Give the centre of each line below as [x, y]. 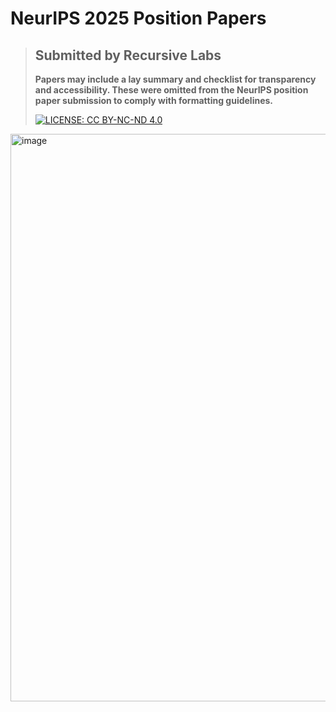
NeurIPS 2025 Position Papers [138, 18]
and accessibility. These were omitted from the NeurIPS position [171, 90]
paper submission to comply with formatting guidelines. [154, 100]
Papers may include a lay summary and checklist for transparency [175, 79]
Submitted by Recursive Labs [128, 55]
